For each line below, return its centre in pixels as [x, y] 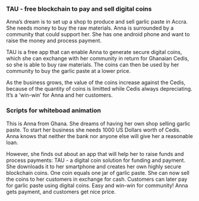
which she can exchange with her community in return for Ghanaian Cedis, [98, 59]
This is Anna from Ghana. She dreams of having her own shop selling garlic [98, 123]
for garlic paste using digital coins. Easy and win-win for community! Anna [97, 185]
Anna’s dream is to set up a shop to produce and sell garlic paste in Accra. [97, 22]
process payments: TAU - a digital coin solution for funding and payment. [96, 160]
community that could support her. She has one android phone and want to [98, 34]
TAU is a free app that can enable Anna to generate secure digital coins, [94, 52]
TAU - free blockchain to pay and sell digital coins [79, 9]
